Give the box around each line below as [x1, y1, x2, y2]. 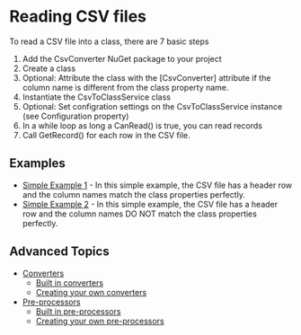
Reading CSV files [9, 6, 146, 27]
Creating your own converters [35, 287, 147, 297]
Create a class [22, 63, 76, 74]
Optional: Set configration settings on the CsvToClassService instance [22, 101, 283, 111]
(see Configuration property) [22, 110, 129, 121]
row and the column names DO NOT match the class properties [22, 208, 258, 219]
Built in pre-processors [35, 305, 121, 316]
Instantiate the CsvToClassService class [22, 92, 171, 102]
